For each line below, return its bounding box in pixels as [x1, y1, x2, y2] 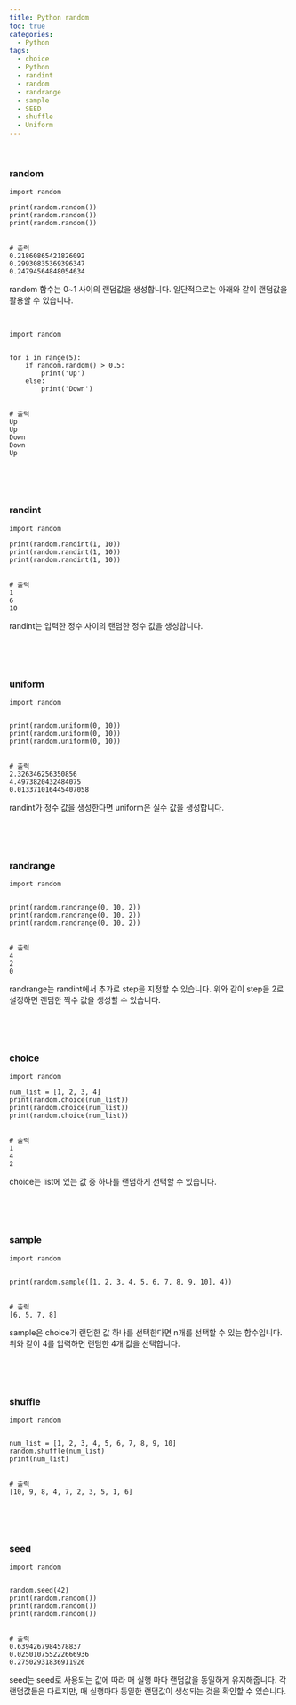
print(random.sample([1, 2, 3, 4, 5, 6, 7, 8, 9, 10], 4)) [9, 1277, 233, 1286]
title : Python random [9, 12, 90, 22]
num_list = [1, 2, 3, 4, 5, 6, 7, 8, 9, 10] [9, 1440, 177, 1448]
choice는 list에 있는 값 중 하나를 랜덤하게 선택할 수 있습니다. [9, 1177, 217, 1187]
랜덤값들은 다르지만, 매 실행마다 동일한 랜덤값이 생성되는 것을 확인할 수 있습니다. [9, 1685, 287, 1697]
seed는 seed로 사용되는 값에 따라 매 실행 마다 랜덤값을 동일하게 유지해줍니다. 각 [9, 1675, 287, 1685]
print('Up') [41, 369, 86, 379]
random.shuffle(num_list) [9, 1447, 105, 1456]
